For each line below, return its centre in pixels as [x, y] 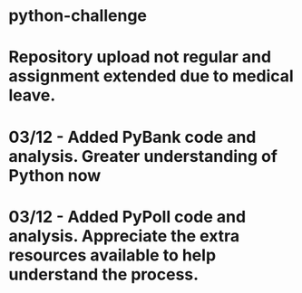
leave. [32, 95]
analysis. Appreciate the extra [124, 236]
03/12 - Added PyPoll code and [127, 217]
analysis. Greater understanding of [143, 156]
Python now [55, 175]
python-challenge [78, 16]
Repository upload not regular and [140, 57]
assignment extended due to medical [151, 76]
